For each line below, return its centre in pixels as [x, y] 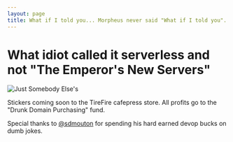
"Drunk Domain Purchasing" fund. [56, 110]
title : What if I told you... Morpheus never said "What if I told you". [117, 20]
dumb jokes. [25, 131]
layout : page [26, 14]
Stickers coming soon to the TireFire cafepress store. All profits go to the [112, 103]
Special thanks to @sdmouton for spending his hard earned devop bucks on [117, 124]
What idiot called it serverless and [108, 55]
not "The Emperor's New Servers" [109, 70]
